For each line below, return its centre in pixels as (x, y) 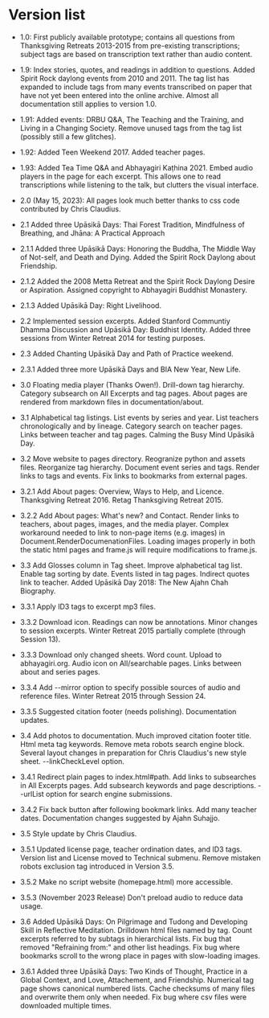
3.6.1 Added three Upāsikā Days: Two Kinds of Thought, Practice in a (133, 971)
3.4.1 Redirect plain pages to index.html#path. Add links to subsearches (138, 777)
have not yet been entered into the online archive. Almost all (119, 95)
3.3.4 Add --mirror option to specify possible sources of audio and (130, 687)
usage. (31, 905)
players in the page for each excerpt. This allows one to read (120, 176)
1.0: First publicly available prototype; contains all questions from (127, 37)
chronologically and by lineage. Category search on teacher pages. (131, 426)
